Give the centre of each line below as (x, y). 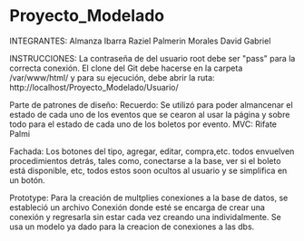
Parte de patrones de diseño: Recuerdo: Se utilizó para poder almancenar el (151, 104)
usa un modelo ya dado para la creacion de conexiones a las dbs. (132, 227)
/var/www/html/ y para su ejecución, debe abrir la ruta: (112, 77)
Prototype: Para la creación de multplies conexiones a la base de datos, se (149, 198)
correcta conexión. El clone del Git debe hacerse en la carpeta (126, 68)
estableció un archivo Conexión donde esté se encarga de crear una (137, 207)
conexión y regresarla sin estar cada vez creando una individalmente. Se (145, 217)
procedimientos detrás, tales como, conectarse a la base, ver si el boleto (145, 160)
